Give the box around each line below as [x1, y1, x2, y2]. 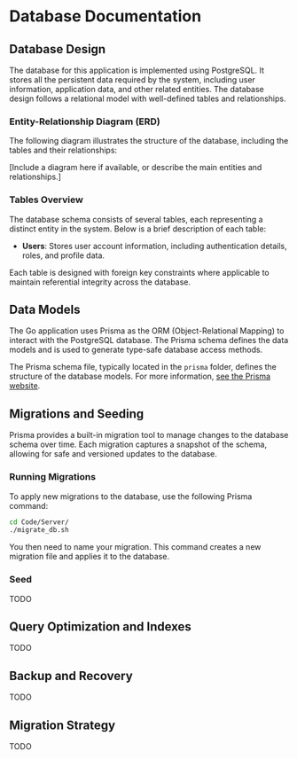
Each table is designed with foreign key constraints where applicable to [9, 267, 270, 278]
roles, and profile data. [21, 250, 105, 261]
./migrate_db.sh [9, 526, 69, 535]
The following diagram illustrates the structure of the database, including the [9, 136, 289, 146]
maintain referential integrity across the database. [9, 277, 191, 287]
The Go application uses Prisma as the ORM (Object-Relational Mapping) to [9, 325, 285, 336]
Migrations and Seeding [9, 406, 145, 421]
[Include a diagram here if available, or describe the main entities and [9, 162, 262, 173]
